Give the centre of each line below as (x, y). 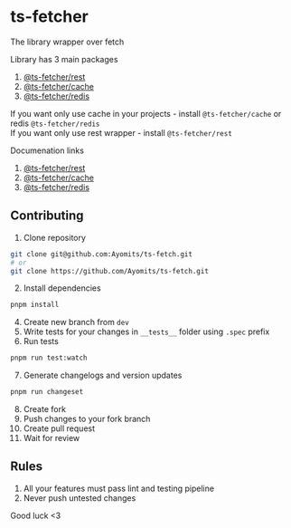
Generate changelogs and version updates (103, 375)
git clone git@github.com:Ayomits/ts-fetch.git (102, 254)
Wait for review (52, 438)
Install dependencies (62, 288)
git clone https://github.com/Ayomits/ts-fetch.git (109, 271)
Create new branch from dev (76, 322)
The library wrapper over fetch (67, 42)
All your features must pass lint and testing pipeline (119, 488)
